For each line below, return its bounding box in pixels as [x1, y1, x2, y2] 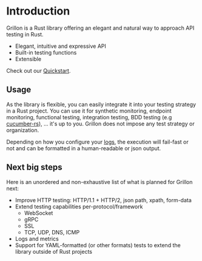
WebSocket [24, 209, 53, 216]
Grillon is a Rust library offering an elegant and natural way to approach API [6, 24, 195, 31]
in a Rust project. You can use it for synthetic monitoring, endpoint [6, 107, 172, 114]
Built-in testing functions [15, 48, 77, 56]
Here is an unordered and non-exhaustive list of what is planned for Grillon [6, 178, 193, 185]
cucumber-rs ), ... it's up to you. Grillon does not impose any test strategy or [6, 120, 195, 127]
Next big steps [6, 162, 62, 173]
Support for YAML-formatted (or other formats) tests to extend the [15, 241, 181, 249]
